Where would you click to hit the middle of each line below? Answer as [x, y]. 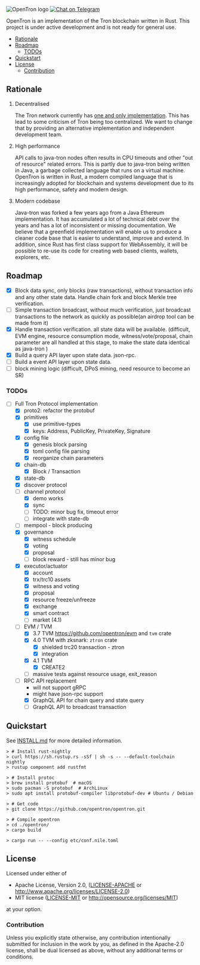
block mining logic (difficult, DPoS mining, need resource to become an [102, 369]
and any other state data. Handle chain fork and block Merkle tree [96, 297]
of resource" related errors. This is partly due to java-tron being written [102, 164]
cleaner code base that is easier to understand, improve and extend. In [102, 238]
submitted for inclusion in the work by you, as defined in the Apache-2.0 [95, 944]
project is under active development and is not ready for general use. [91, 27]
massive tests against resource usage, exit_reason [95, 674]
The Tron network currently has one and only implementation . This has [102, 115]
